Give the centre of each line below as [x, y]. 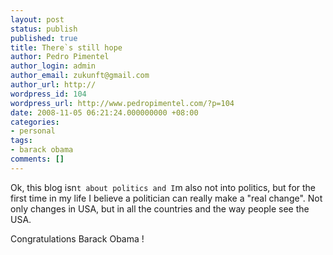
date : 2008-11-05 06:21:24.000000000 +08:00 [104, 112]
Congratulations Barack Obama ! [77, 238]
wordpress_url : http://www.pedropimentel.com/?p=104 [122, 103]
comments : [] [37, 159]
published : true [44, 38]
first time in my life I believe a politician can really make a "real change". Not [166, 198]
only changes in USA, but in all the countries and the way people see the [160, 208]
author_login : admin [53, 66]
